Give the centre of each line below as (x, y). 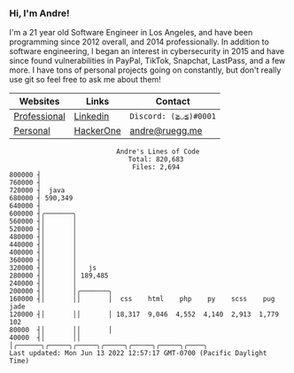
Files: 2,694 (155, 167)
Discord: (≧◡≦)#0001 (173, 117)
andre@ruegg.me (166, 131)
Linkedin (92, 116)
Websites (39, 102)
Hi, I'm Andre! (39, 13)
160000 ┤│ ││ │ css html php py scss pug (142, 299)
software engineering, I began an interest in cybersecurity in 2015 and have (147, 51)
